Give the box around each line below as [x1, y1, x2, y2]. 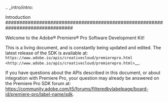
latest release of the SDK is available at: [5, 50, 88, 56]
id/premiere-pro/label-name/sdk [5, 91, 73, 97]
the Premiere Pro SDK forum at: [5, 81, 71, 86]
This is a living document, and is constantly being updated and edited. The [5, 45, 161, 50]
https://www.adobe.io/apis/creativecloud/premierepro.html [5, 55, 133, 60]
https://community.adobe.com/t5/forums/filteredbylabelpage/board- [5, 86, 149, 92]
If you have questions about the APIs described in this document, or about [5, 70, 161, 76]
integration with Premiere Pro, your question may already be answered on [5, 75, 159, 81]
